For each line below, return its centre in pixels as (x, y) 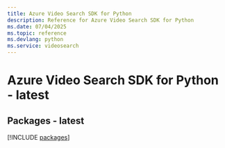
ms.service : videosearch (43, 46)
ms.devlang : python (35, 40)
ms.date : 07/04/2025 (37, 26)
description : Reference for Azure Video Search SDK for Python (101, 20)
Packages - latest (46, 121)
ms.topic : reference (37, 33)
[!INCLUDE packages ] (39, 137)
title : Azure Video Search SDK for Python (69, 14)
